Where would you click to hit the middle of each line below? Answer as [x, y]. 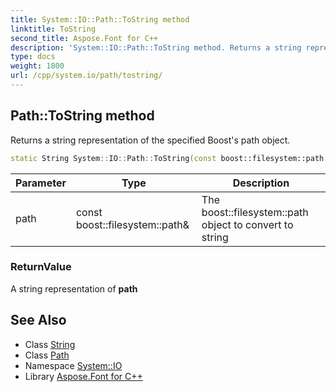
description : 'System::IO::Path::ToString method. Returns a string [156, 47]
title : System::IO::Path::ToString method [100, 19]
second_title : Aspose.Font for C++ [84, 38]
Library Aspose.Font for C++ [83, 376]
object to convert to [247, 224]
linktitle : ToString [53, 29]
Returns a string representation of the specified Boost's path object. [150, 140]
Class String [50, 344]
